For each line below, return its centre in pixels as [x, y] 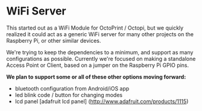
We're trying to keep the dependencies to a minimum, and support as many [100, 52]
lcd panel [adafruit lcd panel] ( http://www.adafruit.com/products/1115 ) [102, 101]
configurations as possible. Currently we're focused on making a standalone [101, 59]
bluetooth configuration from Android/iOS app [72, 88]
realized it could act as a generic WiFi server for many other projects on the [100, 34]
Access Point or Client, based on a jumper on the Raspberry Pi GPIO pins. [98, 65]
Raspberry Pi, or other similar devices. [54, 40]
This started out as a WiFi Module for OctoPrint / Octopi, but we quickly [95, 28]
